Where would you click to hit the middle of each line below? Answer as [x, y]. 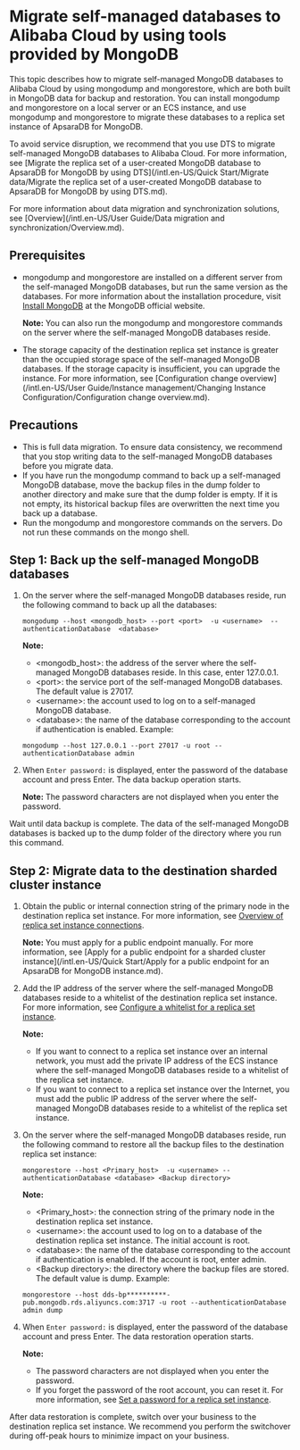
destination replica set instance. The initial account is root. [143, 1241]
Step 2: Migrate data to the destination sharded [143, 871]
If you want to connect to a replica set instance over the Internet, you [162, 1089]
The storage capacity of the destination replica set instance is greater [150, 349]
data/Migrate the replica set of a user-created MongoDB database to [135, 181]
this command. [37, 843]
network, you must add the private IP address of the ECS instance [157, 1061]
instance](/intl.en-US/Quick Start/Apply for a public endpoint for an [146, 962]
